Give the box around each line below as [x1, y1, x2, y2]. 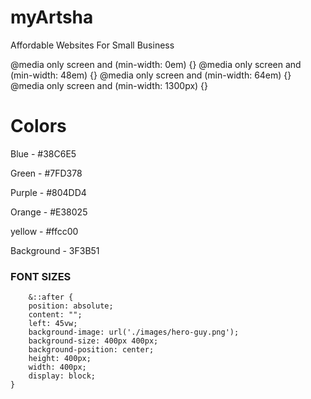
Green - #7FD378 [10, 167, 83, 179]
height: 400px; [28, 354, 92, 364]
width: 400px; [28, 362, 87, 373]
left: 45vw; [28, 319, 78, 329]
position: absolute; [28, 301, 114, 311]
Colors [10, 115, 67, 138]
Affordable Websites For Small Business [10, 39, 175, 51]
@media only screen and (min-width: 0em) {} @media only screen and [10, 58, 302, 70]
